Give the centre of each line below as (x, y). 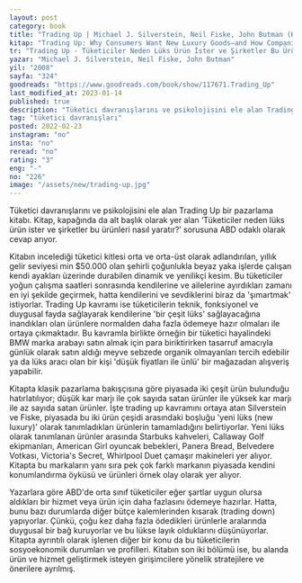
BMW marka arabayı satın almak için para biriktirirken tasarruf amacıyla (142, 343)
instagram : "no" (40, 135)
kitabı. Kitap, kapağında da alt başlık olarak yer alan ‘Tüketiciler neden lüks (147, 220)
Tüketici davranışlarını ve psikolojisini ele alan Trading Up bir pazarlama (142, 211)
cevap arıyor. (34, 239)
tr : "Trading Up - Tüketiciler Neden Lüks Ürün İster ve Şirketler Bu (144, 51)
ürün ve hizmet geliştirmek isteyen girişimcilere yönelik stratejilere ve (137, 560)
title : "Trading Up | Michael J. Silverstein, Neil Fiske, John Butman (146, 34)
